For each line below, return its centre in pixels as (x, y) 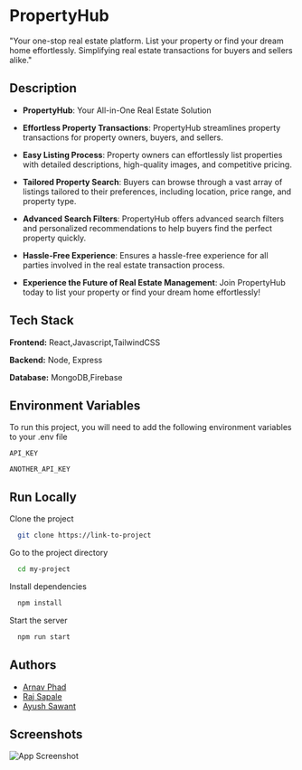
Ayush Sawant (49, 706)
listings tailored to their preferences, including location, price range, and (157, 192)
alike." (21, 60)
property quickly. (54, 238)
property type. (49, 201)
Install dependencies (48, 586)
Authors (33, 665)
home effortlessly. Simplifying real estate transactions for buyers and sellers (151, 50)
